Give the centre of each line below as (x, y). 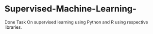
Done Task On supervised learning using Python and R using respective (76, 22)
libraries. (13, 27)
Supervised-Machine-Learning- (71, 9)
